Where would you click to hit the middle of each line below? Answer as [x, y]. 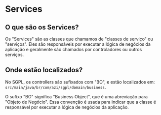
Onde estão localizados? [44, 70]
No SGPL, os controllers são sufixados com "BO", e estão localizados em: [80, 82]
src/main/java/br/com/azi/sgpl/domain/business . [56, 87]
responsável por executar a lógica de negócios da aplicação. [67, 107]
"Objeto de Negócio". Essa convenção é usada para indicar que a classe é [81, 102]
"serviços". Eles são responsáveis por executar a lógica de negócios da [78, 44]
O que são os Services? [42, 27]
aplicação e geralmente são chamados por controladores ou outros [74, 49]
